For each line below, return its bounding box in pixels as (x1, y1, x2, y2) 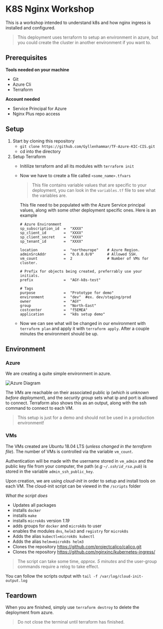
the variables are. (32, 192, 67, 198)
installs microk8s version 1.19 (12, 517, 70, 523)
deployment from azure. (5, 609, 54, 615)
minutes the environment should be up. (19, 330, 99, 336)
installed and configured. (5, 24, 55, 30)
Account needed (5, 96, 40, 102)
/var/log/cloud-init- (99, 574, 144, 579)
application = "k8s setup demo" (19, 312, 105, 317)
